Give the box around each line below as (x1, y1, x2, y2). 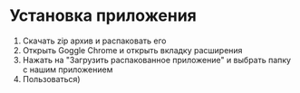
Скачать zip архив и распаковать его (22, 35, 167, 46)
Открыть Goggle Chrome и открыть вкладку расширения (22, 44, 243, 55)
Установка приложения (9, 5, 198, 26)
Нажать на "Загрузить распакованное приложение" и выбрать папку (22, 54, 292, 65)
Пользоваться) (22, 73, 81, 84)
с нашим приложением (22, 64, 113, 75)
